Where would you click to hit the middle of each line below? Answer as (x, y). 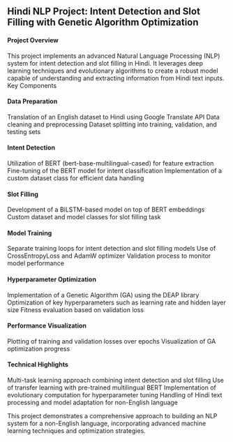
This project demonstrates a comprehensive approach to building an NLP (112, 416)
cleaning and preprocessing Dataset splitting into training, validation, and (112, 124)
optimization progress (39, 348)
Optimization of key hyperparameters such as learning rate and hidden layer (117, 302)
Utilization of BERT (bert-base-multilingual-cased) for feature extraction (111, 163)
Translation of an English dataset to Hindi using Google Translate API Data (113, 117)
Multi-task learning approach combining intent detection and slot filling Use (116, 381)
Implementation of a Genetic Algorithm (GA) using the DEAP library (103, 295)
